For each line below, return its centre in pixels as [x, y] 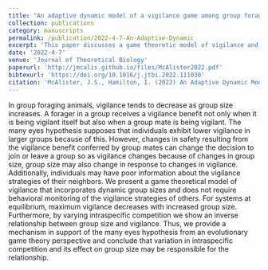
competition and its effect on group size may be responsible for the [119, 248]
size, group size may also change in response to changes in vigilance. [123, 164]
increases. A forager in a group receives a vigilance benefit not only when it [132, 113]
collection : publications [51, 23]
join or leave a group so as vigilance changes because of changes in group [132, 155]
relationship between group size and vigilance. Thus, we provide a [117, 223]
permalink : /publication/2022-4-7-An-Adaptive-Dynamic [101, 38]
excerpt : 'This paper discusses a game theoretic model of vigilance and [134, 45]
